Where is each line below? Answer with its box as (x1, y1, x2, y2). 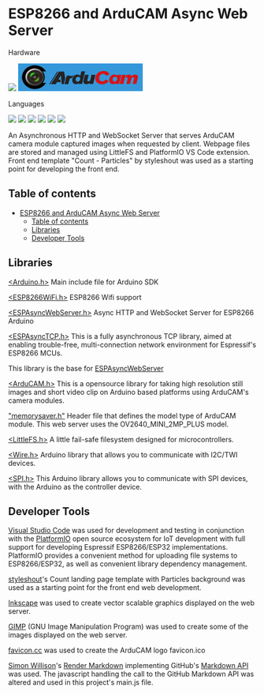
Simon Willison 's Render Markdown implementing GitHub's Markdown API (8, 661, 249, 671)
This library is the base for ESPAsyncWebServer (8, 363, 164, 373)
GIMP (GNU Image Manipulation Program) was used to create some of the (8, 622, 249, 632)
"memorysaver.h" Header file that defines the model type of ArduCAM (8, 411, 236, 420)
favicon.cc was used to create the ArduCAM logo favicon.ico (8, 645, 206, 656)
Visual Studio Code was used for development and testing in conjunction (8, 526, 244, 535)
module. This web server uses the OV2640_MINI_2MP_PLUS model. (8, 419, 229, 429)
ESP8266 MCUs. (8, 348, 63, 358)
